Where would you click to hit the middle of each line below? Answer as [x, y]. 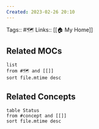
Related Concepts [41, 96]
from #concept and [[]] [37, 116]
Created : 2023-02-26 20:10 [41, 12]
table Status [23, 111]
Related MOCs [34, 51]
